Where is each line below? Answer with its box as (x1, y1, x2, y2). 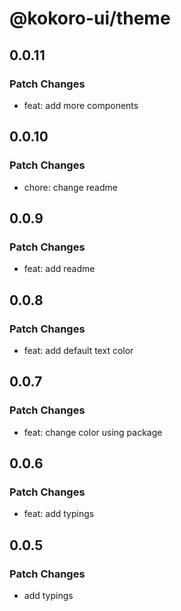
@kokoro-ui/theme (9, 7, 171, 30)
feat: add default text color (23, 344, 134, 356)
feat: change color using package (23, 426, 163, 438)
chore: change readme (23, 181, 118, 193)
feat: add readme (23, 263, 96, 275)
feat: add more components (23, 99, 139, 111)
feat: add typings (23, 508, 95, 520)
